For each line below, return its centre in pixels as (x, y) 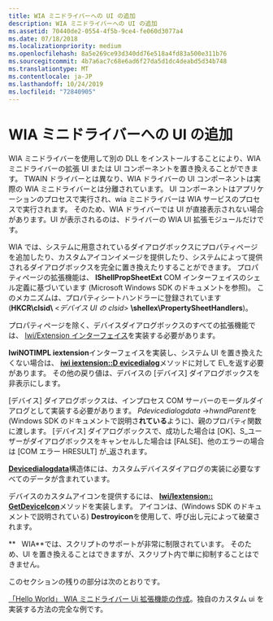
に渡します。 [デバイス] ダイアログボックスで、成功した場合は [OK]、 (124, 431)
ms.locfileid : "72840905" (52, 92)
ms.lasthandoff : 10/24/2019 (56, 84)
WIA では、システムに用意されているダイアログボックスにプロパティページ (133, 247)
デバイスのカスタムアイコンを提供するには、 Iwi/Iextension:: (111, 496)
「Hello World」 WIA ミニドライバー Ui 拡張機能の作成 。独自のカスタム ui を (136, 599)
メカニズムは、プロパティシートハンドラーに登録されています (118, 298)
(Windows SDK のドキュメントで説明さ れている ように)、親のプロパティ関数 (135, 421)
